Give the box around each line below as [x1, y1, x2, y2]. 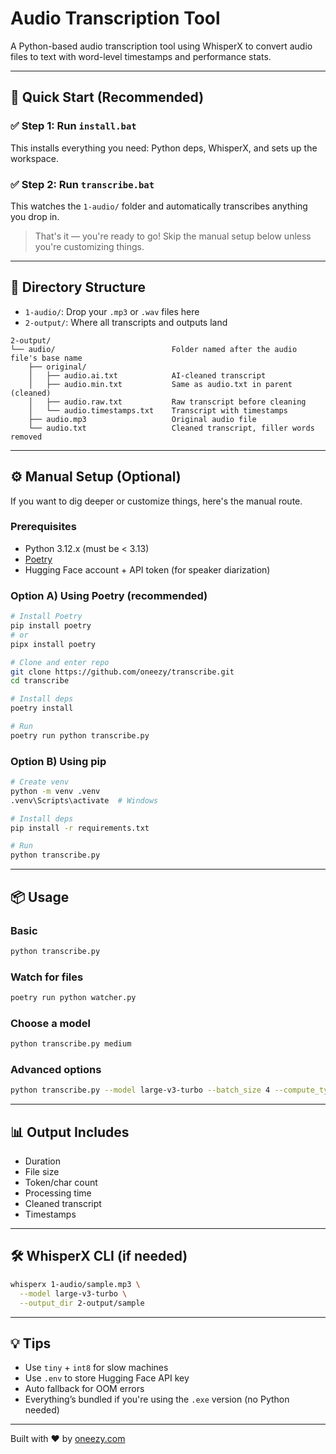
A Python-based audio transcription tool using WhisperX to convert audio [10, 40, 313, 52]
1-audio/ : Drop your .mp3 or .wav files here [24, 305, 200, 317]
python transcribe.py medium [10, 1039, 132, 1049]
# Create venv [10, 777, 70, 787]
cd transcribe [10, 676, 70, 686]
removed [10, 432, 43, 442]
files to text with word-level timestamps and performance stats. [10, 50, 272, 62]
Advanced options [10, 1063, 102, 1077]
